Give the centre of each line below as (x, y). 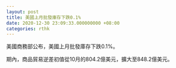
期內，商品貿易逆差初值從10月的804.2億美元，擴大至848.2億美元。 (90, 59)
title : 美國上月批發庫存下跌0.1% (44, 17)
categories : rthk (28, 29)
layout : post (23, 12)
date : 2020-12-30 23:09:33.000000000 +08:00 (63, 23)
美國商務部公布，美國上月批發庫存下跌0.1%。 (62, 46)
